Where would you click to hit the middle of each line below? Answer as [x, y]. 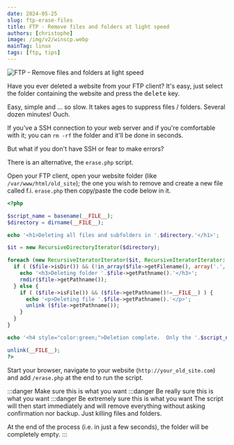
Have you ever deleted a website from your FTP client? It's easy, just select [115, 86]
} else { [26, 286]
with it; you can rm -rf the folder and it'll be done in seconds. [95, 135]
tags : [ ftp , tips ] [34, 53]
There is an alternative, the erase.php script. [70, 162]
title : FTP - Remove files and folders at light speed [88, 27]
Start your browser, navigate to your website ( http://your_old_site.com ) [111, 370]
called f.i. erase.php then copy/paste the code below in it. [89, 190]
